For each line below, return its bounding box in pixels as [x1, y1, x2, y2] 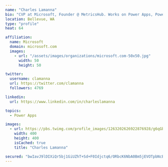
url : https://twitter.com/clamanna [9, 81, 84, 86]
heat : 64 [5, 26, 23, 31]
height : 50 [18, 63, 41, 68]
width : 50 [18, 58, 39, 63]
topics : [5, 108, 21, 113]
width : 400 [14, 131, 37, 136]
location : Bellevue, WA [5, 16, 55, 21]
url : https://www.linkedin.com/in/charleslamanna [9, 99, 115, 104]
